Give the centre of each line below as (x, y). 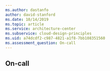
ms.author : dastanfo (27, 10)
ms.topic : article (25, 24)
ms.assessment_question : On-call (41, 43)
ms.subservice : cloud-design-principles (49, 33)
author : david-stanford (30, 15)
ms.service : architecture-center (41, 29)
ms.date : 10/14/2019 (27, 19)
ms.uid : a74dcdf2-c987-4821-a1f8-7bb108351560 (55, 39)
